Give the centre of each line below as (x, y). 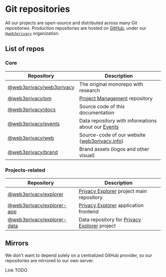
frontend (89, 211)
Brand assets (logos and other (114, 149)
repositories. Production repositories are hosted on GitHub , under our (76, 28)
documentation (97, 112)
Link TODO (16, 270)
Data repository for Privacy (110, 220)
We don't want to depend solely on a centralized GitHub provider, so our (79, 255)
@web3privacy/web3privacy (41, 87)
